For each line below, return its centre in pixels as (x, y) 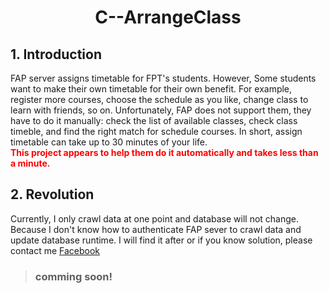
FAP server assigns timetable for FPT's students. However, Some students (163, 78)
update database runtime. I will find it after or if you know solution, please (161, 240)
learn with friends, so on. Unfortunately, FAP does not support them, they (161, 110)
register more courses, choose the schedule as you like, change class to (159, 99)
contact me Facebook (55, 250)
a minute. (30, 163)
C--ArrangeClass (168, 17)
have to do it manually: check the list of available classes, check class (154, 120)
